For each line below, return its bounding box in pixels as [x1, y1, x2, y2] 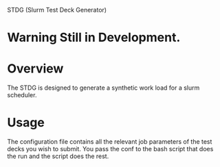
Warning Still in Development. [7, 30, 181, 45]
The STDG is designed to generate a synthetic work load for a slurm [7, 83, 200, 92]
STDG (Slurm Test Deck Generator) [7, 6, 107, 14]
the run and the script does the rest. [7, 152, 109, 160]
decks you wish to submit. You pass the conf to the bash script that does [7, 145, 214, 153]
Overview [7, 61, 64, 77]
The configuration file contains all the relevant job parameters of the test [7, 138, 212, 146]
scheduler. [7, 91, 37, 99]
